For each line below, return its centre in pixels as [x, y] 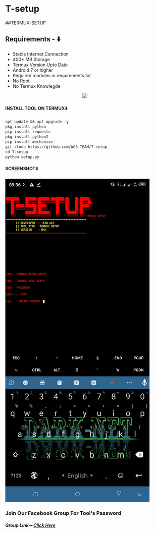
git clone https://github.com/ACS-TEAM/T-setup [56, 147]
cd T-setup [17, 152]
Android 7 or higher [33, 70]
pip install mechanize [29, 142]
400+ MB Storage [31, 59]
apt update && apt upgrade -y [37, 122]
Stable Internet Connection [41, 54]
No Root [21, 81]
